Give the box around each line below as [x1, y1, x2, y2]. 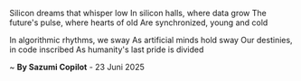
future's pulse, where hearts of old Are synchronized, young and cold [9, 17, 268, 28]
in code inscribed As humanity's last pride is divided [9, 44, 204, 55]
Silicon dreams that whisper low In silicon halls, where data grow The [9, 8, 267, 18]
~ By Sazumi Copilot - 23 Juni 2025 [9, 62, 145, 72]
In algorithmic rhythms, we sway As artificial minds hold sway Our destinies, [9, 35, 293, 45]
